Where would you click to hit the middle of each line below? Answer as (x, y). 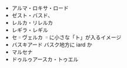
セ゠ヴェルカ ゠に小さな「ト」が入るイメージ (66, 37)
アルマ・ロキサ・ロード (40, 8)
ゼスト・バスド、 (32, 15)
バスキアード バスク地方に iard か (52, 45)
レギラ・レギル (30, 30)
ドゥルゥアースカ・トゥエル (45, 59)
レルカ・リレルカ (32, 23)
